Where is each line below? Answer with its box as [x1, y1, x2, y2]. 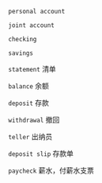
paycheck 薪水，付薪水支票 [8, 165, 95, 175]
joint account [8, 21, 55, 29]
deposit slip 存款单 [8, 149, 74, 158]
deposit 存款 [8, 98, 50, 107]
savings [8, 49, 34, 57]
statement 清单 [8, 64, 57, 73]
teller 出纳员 [8, 132, 53, 141]
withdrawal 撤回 [8, 115, 60, 124]
